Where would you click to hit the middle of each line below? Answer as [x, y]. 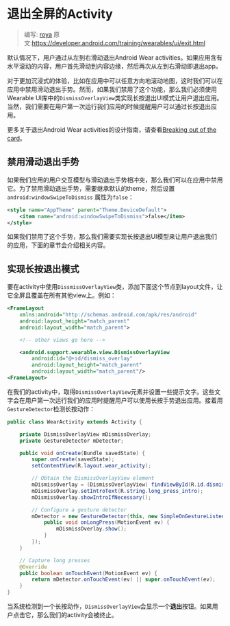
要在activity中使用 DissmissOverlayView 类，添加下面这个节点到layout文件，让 [115, 287]
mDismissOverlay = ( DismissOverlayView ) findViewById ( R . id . [119, 485]
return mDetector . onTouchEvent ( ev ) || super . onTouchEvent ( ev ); [124, 580]
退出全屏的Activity [60, 14]
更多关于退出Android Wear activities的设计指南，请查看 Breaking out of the [112, 129]
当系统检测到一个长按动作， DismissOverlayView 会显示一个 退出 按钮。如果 [110, 606]
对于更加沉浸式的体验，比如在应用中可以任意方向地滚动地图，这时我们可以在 [115, 80]
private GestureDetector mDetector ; [72, 441]
